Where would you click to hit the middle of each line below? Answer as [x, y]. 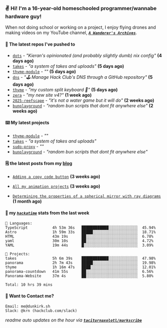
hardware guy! [23, 16]
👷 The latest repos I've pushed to [40, 44]
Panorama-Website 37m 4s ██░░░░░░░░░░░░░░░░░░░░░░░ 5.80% [79, 276]
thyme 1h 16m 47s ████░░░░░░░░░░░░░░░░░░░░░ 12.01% [80, 267]
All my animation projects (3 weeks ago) [56, 186]
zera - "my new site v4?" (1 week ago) [52, 95]
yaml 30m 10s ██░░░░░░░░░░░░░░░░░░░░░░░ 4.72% [79, 241]
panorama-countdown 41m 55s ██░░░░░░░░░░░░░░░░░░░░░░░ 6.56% [79, 272]
